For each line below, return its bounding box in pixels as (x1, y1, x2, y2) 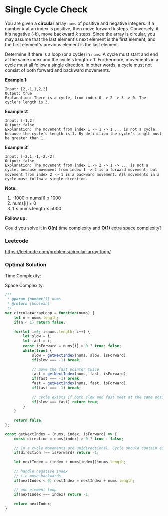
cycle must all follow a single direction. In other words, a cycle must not (5, 62, 152, 68)
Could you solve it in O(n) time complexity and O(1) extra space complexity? (5, 225, 162, 231)
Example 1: (5, 77, 28, 83)
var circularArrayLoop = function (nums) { (5, 311, 95, 316)
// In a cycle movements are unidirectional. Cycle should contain (14, 445, 157, 451)
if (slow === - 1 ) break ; (31, 357, 81, 362)
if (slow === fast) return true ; (31, 399, 99, 404)
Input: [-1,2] (5, 118, 35, 123)
